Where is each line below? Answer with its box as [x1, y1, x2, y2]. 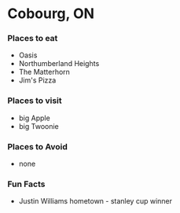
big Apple [18, 113, 50, 123]
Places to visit [7, 95, 62, 106]
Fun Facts [7, 178, 46, 189]
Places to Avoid [7, 141, 68, 152]
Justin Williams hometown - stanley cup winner [18, 196, 173, 206]
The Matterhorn [18, 68, 70, 77]
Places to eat [7, 33, 58, 44]
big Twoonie [18, 121, 60, 130]
